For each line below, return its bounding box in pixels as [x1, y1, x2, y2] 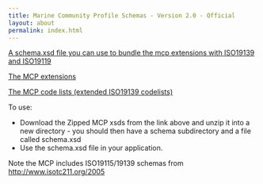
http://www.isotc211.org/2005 [8, 167, 105, 177]
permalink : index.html [8, 26, 83, 34]
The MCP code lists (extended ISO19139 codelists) [8, 87, 173, 97]
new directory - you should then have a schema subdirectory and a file [19, 126, 252, 136]
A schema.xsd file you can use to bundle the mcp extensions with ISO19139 [8, 48, 255, 58]
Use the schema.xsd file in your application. [19, 144, 163, 153]
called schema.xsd [19, 135, 82, 144]
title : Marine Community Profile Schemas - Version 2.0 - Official [8, 11, 236, 20]
